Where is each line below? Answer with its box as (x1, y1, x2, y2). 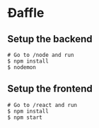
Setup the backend (7, 33, 93, 45)
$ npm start (7, 114, 42, 121)
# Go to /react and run (7, 101, 78, 108)
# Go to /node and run (7, 51, 74, 58)
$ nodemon (7, 64, 37, 71)
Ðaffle (7, 5, 45, 21)
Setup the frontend (7, 83, 93, 95)
